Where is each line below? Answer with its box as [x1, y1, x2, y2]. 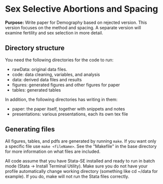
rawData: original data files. [12, 66, 67, 72]
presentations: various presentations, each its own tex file [12, 111, 128, 117]
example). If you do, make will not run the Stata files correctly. [5, 173, 129, 179]
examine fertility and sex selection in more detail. [5, 30, 103, 36]
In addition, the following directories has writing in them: [5, 96, 118, 102]
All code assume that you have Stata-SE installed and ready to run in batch [5, 158, 155, 164]
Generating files [5, 125, 55, 133]
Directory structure [5, 44, 65, 52]
